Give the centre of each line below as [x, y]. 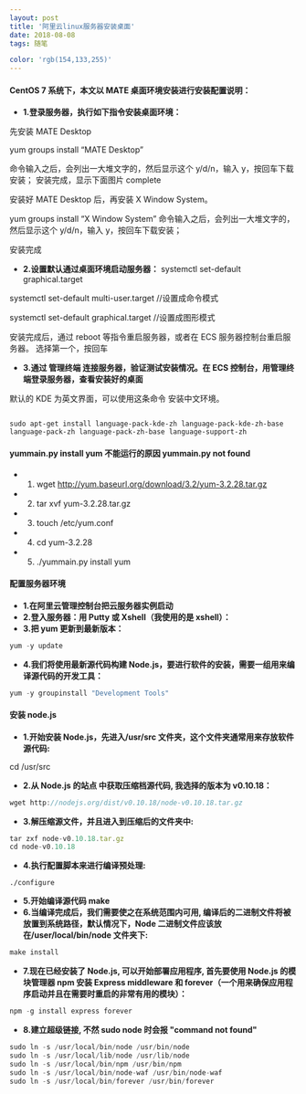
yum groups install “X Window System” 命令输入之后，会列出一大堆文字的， [152, 219]
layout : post [34, 18]
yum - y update [37, 646]
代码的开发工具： [71, 676]
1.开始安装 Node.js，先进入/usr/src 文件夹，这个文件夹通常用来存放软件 [158, 737]
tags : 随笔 [29, 43]
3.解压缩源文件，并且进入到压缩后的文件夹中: [108, 821]
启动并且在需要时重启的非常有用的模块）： [109, 994]
